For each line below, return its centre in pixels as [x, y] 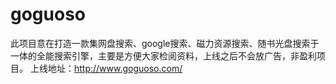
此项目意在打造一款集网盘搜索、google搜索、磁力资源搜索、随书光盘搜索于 [165, 43]
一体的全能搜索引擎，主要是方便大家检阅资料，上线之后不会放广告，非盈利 [163, 55]
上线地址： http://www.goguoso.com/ [106, 68]
